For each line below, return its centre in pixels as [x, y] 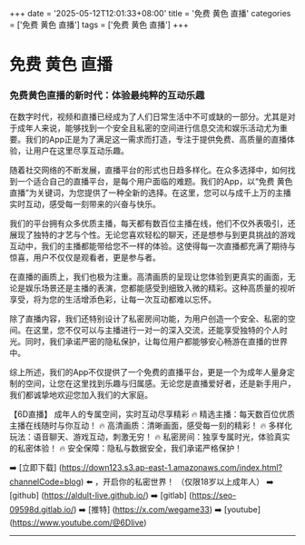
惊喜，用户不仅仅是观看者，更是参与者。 [85, 258]
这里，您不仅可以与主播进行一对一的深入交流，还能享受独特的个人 [156, 331]
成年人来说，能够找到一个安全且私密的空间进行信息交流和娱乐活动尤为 [148, 128]
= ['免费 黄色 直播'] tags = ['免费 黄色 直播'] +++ [99, 25]
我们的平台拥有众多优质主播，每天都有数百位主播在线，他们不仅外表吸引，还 [152, 223]
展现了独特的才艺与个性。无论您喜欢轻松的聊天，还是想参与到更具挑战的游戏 [152, 235]
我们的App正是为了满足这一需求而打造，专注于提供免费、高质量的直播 [156, 140]
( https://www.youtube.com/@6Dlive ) [78, 523]
